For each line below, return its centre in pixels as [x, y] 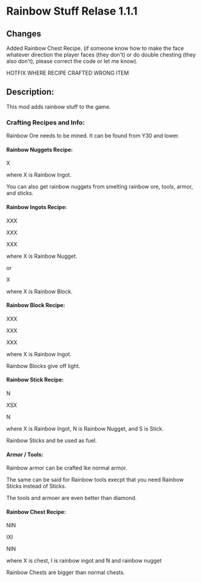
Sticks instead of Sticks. [36, 486]
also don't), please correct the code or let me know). [72, 61]
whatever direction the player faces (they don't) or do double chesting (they [101, 55]
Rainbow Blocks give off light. [43, 365]
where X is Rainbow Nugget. [42, 256]
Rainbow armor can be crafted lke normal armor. [67, 468]
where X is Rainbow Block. [39, 291]
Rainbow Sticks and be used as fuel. [52, 440]
